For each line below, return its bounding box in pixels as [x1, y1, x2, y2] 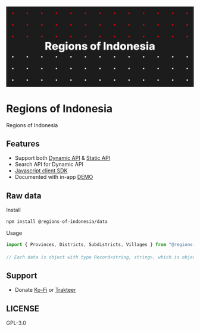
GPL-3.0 [6, 319, 27, 327]
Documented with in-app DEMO [14, 174, 93, 181]
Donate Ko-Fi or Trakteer [14, 286, 76, 294]
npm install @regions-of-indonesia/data [6, 219, 108, 225]
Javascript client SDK [14, 167, 68, 174]
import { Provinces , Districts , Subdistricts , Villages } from [6, 242, 167, 248]
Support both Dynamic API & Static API [14, 155, 111, 162]
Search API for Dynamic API [14, 161, 83, 168]
